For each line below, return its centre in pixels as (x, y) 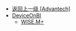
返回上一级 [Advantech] (41, 9)
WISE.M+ (32, 22)
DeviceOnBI (27, 15)
